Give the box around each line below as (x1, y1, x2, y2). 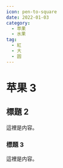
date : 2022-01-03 (6, 14, 49, 20)
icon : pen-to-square (6, 8, 58, 15)
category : (6, 20, 31, 26)
